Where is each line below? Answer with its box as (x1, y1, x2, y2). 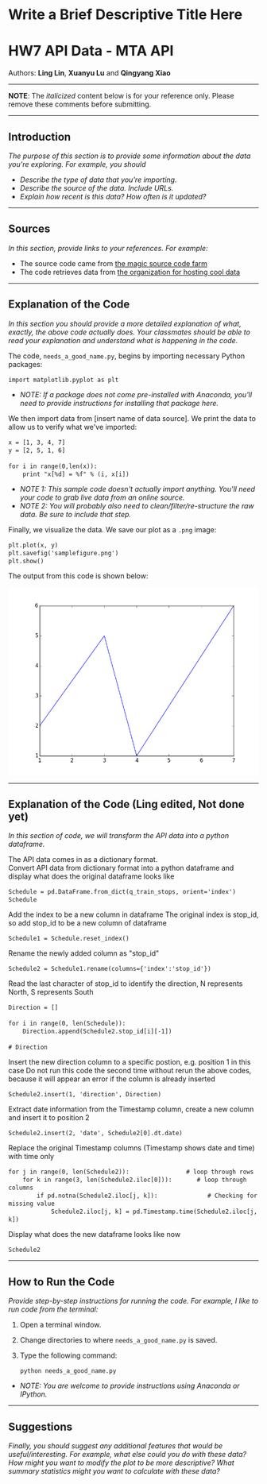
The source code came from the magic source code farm (19, 258, 208, 268)
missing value (8, 1200, 56, 1208)
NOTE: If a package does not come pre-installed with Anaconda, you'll (19, 389, 253, 399)
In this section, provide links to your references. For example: (8, 243, 208, 253)
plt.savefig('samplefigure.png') (8, 549, 119, 557)
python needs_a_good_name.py (19, 1367, 117, 1375)
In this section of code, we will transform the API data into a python (8, 831, 230, 841)
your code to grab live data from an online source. (19, 493, 185, 502)
